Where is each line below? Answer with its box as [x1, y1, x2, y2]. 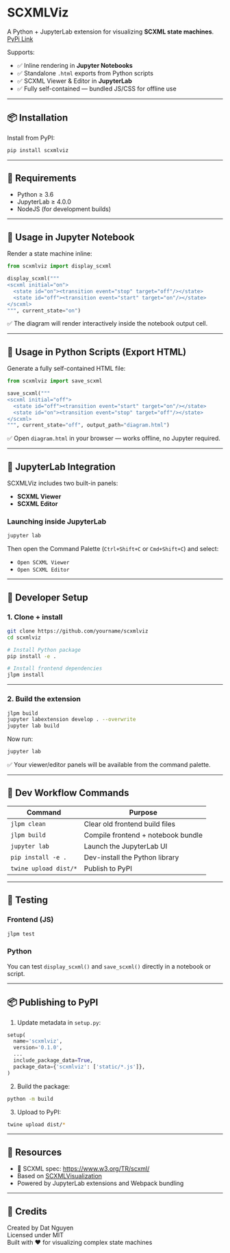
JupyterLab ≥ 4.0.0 [16, 197, 72, 206]
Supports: [7, 48, 36, 56]
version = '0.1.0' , [13, 1044, 63, 1051]
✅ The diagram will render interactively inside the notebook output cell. [7, 319, 208, 328]
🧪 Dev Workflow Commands [7, 787, 129, 799]
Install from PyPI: [7, 134, 55, 142]
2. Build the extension [7, 694, 81, 704]
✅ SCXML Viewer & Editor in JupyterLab [16, 77, 132, 85]
